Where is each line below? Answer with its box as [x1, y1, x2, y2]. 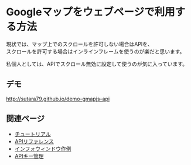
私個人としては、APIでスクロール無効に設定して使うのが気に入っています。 [6, 60, 188, 68]
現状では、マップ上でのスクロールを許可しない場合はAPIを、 [6, 41, 154, 48]
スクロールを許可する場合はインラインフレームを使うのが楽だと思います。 [6, 48, 185, 55]
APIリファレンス [14, 137, 54, 144]
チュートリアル [14, 130, 51, 137]
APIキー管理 [14, 152, 44, 159]
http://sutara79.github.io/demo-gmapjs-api [6, 95, 110, 102]
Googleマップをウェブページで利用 [6, 5, 175, 19]
